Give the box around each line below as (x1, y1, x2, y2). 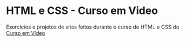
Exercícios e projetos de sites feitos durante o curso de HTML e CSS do (6, 23, 180, 30)
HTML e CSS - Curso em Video (6, 4, 159, 17)
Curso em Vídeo (6, 29, 46, 36)
